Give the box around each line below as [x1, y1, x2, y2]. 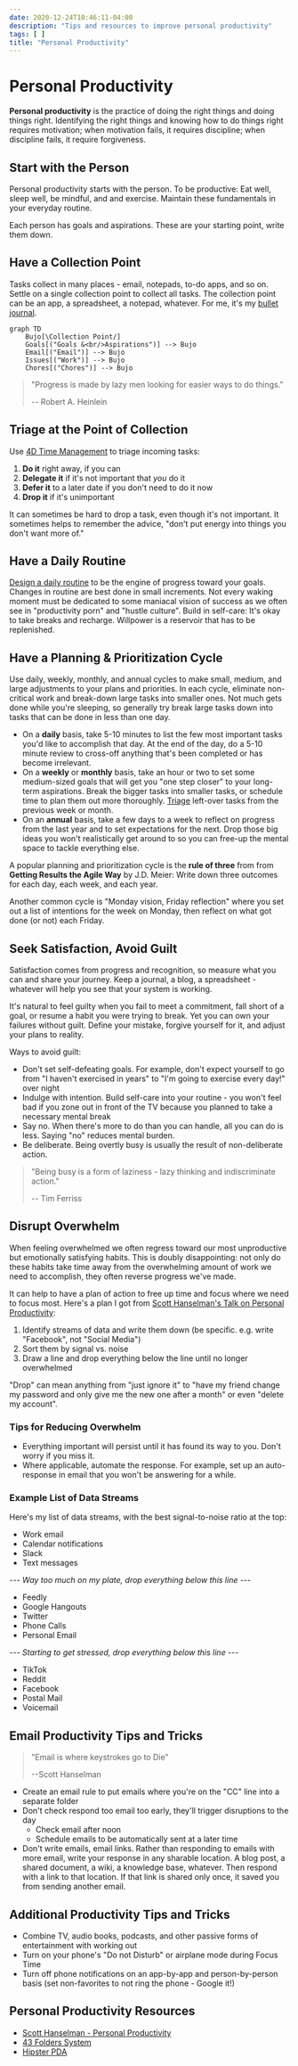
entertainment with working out [21, 1940, 138, 1951]
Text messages [21, 1557, 78, 1569]
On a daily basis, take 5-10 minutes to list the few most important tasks [21, 729, 283, 740]
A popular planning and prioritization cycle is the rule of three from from [9, 860, 274, 871]
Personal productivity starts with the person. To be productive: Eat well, [9, 184, 271, 194]
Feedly [21, 1592, 47, 1603]
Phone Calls [21, 1620, 67, 1631]
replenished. [9, 625, 55, 635]
